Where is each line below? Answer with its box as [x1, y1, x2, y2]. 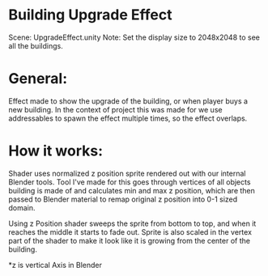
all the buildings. [8, 40, 63, 50]
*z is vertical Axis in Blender [8, 260, 103, 270]
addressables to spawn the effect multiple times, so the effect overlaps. [8, 113, 248, 123]
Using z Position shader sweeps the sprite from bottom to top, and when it [8, 219, 257, 228]
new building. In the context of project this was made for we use [8, 104, 223, 114]
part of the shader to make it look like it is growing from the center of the [8, 236, 251, 245]
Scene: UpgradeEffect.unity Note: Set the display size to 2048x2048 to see [8, 32, 261, 42]
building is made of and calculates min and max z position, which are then [8, 185, 255, 195]
